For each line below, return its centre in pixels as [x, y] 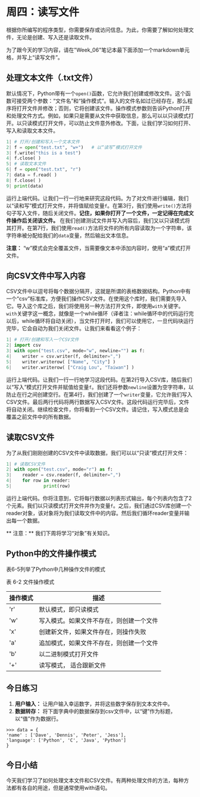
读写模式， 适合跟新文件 [73, 665]
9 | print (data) [25, 186]
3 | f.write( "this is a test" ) [44, 153]
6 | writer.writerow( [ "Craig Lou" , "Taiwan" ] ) [70, 367]
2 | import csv [24, 346]
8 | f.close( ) [24, 180]
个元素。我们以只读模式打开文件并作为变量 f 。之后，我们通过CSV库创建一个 [99, 506]
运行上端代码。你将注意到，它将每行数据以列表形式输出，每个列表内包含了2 [99, 498]
